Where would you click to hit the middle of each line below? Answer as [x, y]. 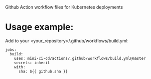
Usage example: [39, 27]
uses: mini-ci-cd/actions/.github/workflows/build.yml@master [80, 58]
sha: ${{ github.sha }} [43, 71]
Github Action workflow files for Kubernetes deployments [64, 7]
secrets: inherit [32, 63]
